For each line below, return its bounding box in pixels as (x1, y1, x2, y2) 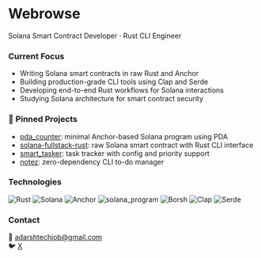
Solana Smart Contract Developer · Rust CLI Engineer (8, 31, 182, 40)
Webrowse (8, 5, 81, 23)
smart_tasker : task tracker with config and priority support (19, 148, 210, 158)
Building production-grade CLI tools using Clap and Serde (19, 77, 209, 87)
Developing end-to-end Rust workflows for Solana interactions (19, 85, 224, 95)
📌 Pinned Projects (8, 114, 78, 125)
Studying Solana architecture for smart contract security (19, 94, 204, 104)
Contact (8, 214, 40, 226)
